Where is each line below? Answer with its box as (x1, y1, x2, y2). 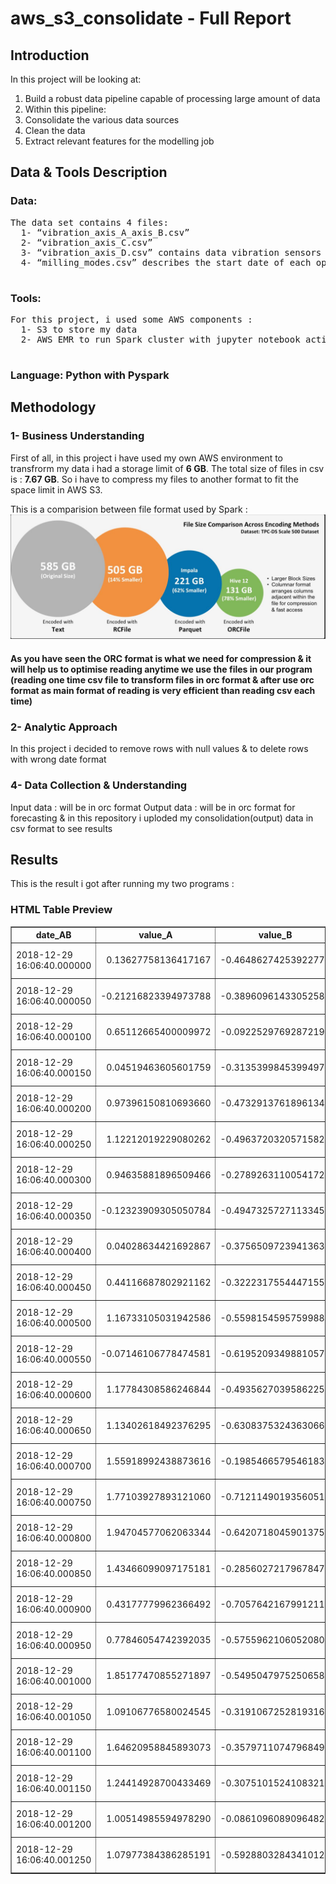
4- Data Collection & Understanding (10, 778, 188, 792)
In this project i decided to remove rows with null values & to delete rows (10, 743, 309, 755)
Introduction (10, 47, 90, 64)
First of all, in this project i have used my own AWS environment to (10, 452, 284, 464)
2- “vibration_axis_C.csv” (20, 237, 153, 248)
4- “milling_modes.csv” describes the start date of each (20, 257, 312, 268)
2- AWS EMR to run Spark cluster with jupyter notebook (20, 333, 301, 345)
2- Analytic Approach (10, 720, 118, 734)
